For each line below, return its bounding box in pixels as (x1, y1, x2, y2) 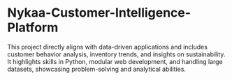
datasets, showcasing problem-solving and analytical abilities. (7, 65, 187, 73)
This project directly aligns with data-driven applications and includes (7, 42, 208, 51)
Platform (7, 19, 59, 35)
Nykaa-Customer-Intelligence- (7, 5, 191, 21)
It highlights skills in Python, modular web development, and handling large (7, 57, 224, 65)
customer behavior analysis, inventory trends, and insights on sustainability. (7, 50, 226, 58)
